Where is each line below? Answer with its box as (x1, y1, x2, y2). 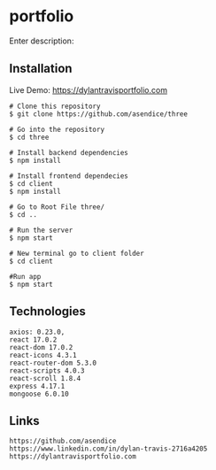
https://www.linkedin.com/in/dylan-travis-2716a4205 (9, 444, 208, 453)
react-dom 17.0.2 (9, 343, 73, 351)
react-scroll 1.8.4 (9, 374, 81, 382)
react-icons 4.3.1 (9, 351, 77, 359)
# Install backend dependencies (9, 148, 128, 157)
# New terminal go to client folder (9, 249, 144, 258)
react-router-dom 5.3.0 (9, 358, 97, 367)
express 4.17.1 (9, 381, 66, 390)
